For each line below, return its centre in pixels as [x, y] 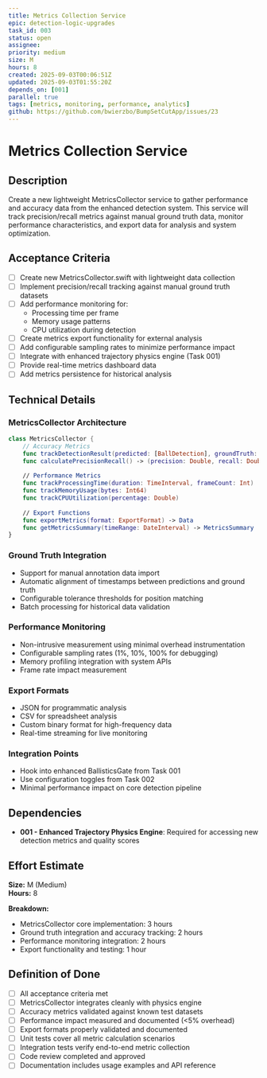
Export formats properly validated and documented [104, 1029]
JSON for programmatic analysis [73, 708]
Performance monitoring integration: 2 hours [93, 941]
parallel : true [33, 97]
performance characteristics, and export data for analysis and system [122, 225]
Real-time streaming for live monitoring [84, 734]
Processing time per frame [75, 313]
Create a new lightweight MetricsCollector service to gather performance [128, 199]
